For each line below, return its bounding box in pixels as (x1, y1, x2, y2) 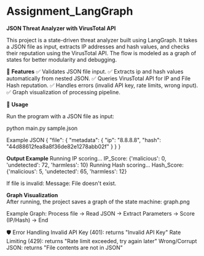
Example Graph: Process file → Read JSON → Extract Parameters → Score (6, 209, 195, 217)
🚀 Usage (6, 100, 29, 108)
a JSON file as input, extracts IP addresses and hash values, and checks (6, 43, 190, 50)
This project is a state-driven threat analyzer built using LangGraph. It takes (6, 36, 198, 43)
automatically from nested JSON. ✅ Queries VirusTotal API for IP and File (6, 75, 191, 82)
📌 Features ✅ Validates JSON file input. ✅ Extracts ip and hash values (6, 67, 184, 75)
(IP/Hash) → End (6, 216, 49, 224)
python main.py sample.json (6, 124, 78, 132)
